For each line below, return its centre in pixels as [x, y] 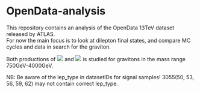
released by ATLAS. [31, 34]
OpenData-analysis [56, 11]
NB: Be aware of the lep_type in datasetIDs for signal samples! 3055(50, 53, [100, 77]
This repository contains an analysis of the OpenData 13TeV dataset [90, 28]
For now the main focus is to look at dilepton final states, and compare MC [98, 40]
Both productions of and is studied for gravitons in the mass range [96, 59]
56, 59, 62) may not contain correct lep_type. [62, 83]
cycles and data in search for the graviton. [59, 47]
